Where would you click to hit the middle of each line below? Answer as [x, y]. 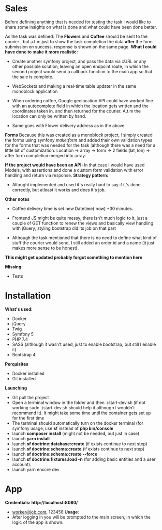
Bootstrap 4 [24, 354]
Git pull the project [30, 397]
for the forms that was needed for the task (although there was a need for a [80, 145]
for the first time [28, 418]
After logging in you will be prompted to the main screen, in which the [81, 517]
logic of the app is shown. [38, 522]
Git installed [24, 378]
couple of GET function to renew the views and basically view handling [83, 223]
